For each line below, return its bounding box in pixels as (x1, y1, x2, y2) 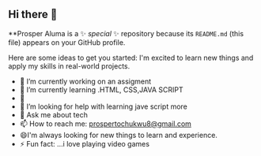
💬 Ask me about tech (19, 110, 89, 119)
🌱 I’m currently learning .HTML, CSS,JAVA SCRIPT (19, 84, 183, 95)
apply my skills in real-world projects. (8, 61, 130, 71)
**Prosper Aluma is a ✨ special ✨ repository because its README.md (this (8, 28, 244, 38)
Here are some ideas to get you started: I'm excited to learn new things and (8, 53, 254, 62)
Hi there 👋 (8, 8, 58, 21)
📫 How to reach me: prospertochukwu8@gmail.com (19, 119, 192, 128)
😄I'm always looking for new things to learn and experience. (19, 130, 217, 139)
